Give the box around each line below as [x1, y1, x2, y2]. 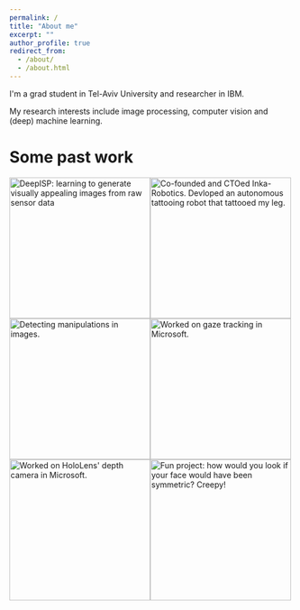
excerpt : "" [9, 30, 54, 39]
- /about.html [17, 64, 70, 73]
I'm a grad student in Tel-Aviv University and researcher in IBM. [9, 88, 245, 99]
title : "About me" [9, 22, 78, 31]
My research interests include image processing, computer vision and [9, 106, 268, 116]
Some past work [9, 147, 133, 168]
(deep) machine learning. [9, 115, 104, 126]
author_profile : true [9, 38, 91, 48]
